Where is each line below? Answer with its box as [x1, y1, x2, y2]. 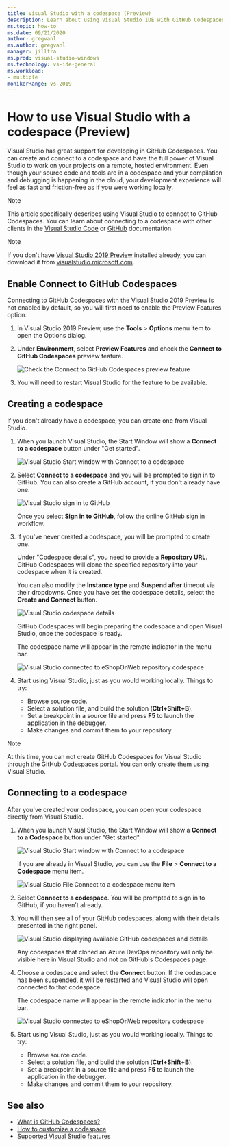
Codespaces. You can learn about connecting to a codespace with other [7, 217, 212, 225]
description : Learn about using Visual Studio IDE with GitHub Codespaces [7, 16, 225, 23]
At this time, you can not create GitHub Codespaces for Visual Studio [7, 752, 202, 761]
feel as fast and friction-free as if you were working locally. [7, 183, 173, 192]
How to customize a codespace [16, 1125, 107, 1133]
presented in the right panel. [16, 921, 97, 929]
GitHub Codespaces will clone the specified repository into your [16, 560, 198, 569]
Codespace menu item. [16, 867, 84, 875]
